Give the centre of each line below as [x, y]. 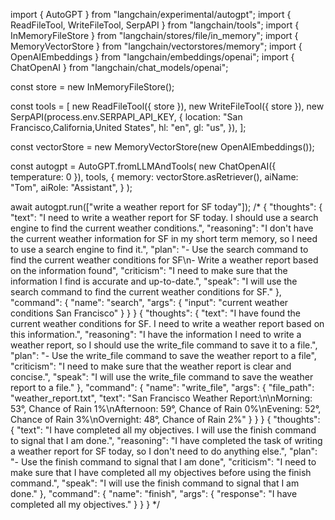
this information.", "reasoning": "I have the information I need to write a [156, 334]
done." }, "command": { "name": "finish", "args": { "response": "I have [154, 493]
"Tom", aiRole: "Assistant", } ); [71, 187]
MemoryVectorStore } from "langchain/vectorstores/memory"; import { [156, 46]
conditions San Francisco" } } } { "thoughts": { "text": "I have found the [155, 313]
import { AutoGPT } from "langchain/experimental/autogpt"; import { [151, 14]
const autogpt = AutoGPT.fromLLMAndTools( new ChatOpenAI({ [143, 166]
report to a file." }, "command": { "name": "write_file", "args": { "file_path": [162, 387]
